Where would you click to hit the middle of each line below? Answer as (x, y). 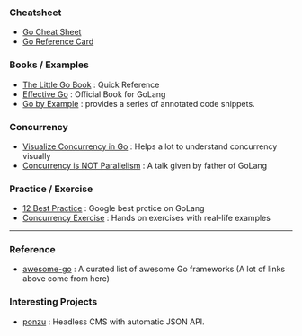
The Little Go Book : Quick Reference (91, 84)
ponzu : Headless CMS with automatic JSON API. (113, 322)
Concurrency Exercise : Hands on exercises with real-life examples (147, 218)
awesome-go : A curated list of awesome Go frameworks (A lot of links (154, 269)
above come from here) (66, 279)
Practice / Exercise (51, 189)
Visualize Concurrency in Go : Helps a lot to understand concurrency (150, 146)
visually (36, 155)
